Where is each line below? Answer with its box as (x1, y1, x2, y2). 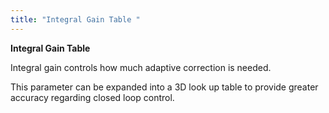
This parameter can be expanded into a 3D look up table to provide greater (10, 81, 319, 93)
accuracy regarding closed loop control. (10, 91, 175, 103)
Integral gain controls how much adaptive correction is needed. (10, 61, 272, 73)
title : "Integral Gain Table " (10, 14, 141, 25)
